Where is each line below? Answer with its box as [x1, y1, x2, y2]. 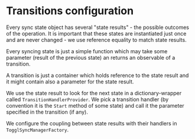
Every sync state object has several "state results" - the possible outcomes [6, 24, 189, 31]
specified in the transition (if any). [6, 108, 89, 115]
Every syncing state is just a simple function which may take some [6, 47, 168, 54]
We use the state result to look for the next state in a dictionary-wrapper [6, 89, 182, 96]
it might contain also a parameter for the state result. [6, 78, 134, 85]
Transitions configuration [6, 4, 134, 18]
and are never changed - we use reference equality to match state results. [6, 36, 187, 43]
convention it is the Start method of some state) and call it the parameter [6, 102, 184, 109]
